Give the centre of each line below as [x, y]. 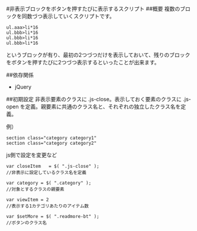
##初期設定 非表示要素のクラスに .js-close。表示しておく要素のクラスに [94, 99]
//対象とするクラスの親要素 [35, 189]
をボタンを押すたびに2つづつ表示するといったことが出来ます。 [83, 62]
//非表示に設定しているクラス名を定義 [46, 173]
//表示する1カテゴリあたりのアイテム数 [47, 206]
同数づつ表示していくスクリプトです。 [68, 16]
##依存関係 [20, 75]
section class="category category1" [51, 138]
